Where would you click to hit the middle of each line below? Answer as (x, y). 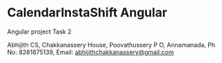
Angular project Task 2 (39, 32)
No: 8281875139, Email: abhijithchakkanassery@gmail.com (91, 52)
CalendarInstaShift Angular (87, 13)
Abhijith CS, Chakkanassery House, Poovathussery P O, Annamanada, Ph (111, 45)
